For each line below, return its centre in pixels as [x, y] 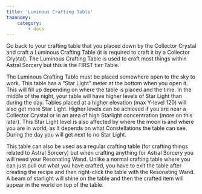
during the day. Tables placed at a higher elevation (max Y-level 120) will [96, 103]
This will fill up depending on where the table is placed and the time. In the [99, 90]
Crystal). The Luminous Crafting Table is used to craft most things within [96, 59]
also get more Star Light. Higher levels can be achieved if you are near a [96, 109]
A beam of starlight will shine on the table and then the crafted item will [95, 178]
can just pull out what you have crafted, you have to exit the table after [94, 166]
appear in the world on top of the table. [55, 185]
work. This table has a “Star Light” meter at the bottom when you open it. [97, 83]
